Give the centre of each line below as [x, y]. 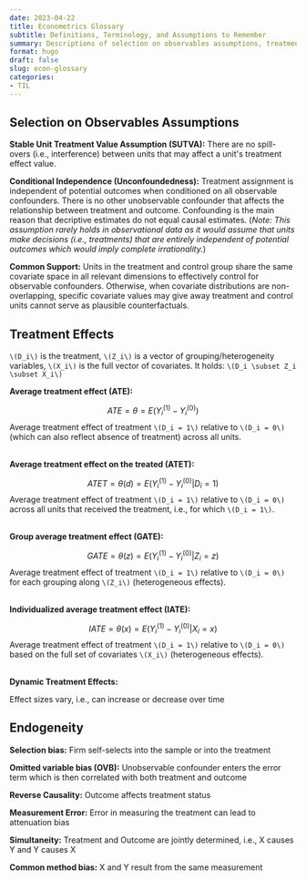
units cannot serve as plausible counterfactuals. [99, 305]
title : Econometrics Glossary [67, 26]
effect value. [33, 164]
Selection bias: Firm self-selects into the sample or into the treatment [140, 750]
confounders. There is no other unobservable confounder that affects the [147, 200]
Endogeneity [46, 728]
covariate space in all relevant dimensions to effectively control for [134, 276]
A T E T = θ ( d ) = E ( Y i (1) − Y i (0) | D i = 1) [153, 483]
